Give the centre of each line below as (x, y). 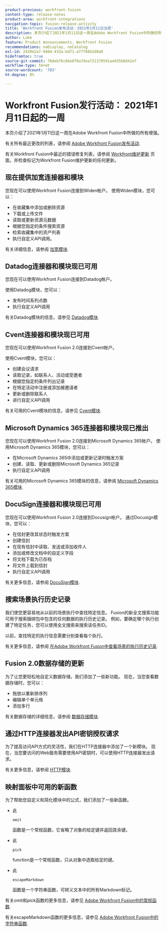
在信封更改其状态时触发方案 (41, 534)
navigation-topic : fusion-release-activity (51, 24)
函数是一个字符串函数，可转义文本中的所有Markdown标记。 (73, 890)
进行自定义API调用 (31, 400)
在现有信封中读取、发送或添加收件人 (49, 546)
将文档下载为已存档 (32, 559)
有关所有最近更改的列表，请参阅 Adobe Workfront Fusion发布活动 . (73, 143)
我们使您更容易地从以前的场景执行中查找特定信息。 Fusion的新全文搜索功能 (82, 612)
